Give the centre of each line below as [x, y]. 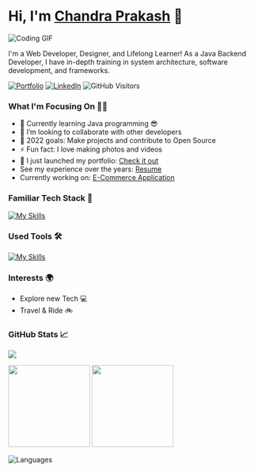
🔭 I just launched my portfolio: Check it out [89, 161]
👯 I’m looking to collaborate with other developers [100, 132]
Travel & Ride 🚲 [46, 311]
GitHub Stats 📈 [38, 335]
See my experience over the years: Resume [91, 169]
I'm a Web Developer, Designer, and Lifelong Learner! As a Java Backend [127, 53]
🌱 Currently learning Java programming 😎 [89, 124]
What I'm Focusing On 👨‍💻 [58, 106]
